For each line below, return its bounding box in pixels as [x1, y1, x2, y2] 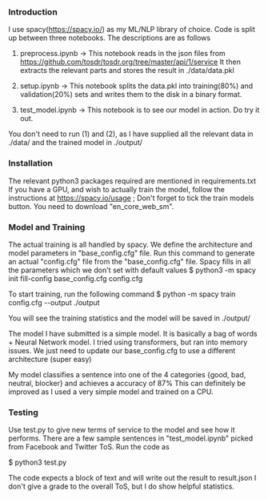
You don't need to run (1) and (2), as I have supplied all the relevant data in [8, 129, 254, 139]
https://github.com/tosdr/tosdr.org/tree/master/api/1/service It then [19, 57, 242, 66]
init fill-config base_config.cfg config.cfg [8, 273, 142, 283]
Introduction [8, 6, 58, 18]
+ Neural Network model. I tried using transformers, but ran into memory [8, 337, 248, 347]
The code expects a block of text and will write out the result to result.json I [8, 473, 257, 483]
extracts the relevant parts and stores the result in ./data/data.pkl [19, 66, 234, 75]
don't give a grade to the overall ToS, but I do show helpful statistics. [8, 481, 234, 491]
